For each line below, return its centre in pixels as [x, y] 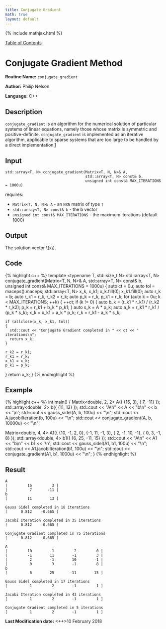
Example [19, 390]
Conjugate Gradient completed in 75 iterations [55, 534]
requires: [14, 194]
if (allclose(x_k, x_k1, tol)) [38, 321]
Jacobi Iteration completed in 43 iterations [53, 595]
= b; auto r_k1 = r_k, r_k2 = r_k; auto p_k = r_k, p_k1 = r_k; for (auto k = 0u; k [83, 297]
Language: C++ [22, 96]
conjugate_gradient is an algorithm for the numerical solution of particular [81, 124]
